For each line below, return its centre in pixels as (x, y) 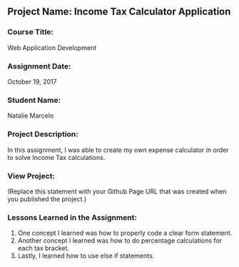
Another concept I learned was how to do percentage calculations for (120, 241)
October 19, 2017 (32, 81)
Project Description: (43, 134)
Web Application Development (52, 47)
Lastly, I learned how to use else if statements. (86, 256)
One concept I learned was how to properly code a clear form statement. (125, 233)
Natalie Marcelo (31, 116)
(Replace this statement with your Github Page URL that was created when (117, 191)
